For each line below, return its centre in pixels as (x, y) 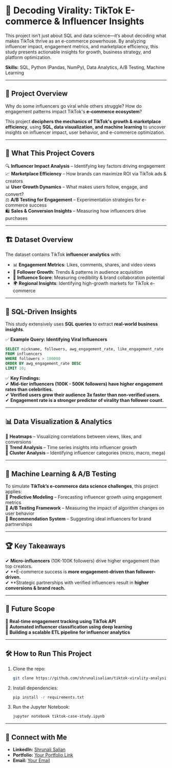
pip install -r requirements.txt (48, 697)
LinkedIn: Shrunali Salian (39, 750)
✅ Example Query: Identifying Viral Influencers (56, 339)
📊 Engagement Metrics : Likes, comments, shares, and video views (84, 265)
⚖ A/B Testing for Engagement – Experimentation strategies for (73, 199)
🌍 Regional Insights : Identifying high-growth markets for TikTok (81, 284)
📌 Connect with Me (36, 737)
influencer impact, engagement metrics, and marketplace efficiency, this (82, 46)
